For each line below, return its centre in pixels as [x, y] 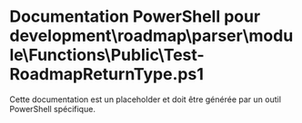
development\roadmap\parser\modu [151, 36]
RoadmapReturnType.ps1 [107, 75]
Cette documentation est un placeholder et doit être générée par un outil [146, 99]
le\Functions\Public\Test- [107, 55]
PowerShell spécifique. [52, 109]
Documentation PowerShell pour [135, 17]
